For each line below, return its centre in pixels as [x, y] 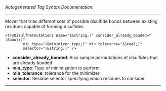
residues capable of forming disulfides [44, 26]
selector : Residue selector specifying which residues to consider [79, 78]
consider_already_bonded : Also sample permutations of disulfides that [85, 58]
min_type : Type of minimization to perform [56, 68]
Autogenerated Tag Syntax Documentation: [49, 7]
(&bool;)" [15, 40]
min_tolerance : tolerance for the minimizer [56, 73]
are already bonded [32, 63]
